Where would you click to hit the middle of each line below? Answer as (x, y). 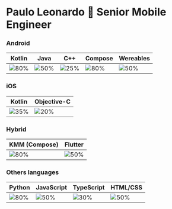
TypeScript (89, 188)
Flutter (74, 144)
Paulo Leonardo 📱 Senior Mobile (86, 12)
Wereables (134, 59)
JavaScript (51, 188)
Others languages (33, 172)
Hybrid (16, 129)
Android (18, 43)
